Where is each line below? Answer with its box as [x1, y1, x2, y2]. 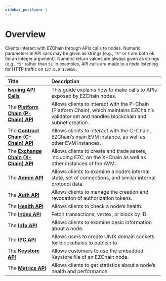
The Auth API [7, 191, 40, 198]
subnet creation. [51, 119, 89, 126]
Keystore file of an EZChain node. [51, 253, 129, 260]
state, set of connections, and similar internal [51, 174, 156, 181]
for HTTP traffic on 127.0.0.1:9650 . [5, 66, 77, 72]
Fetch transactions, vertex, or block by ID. [51, 211, 148, 218]
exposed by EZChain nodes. [51, 92, 117, 99]
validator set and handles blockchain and [51, 112, 147, 119]
